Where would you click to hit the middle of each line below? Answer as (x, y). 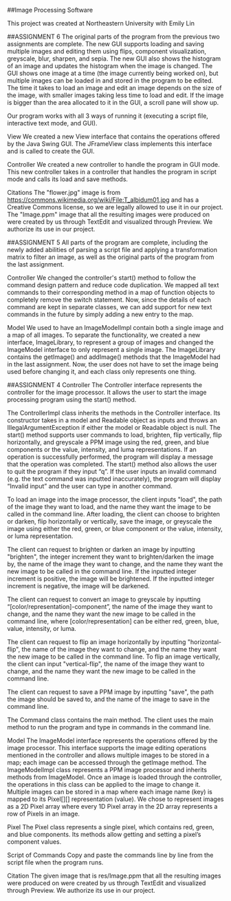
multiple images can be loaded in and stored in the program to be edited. (110, 81)
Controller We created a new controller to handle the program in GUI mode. (113, 164)
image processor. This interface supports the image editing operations (107, 748)
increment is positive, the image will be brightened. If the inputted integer (111, 579)
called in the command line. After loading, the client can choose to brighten (113, 514)
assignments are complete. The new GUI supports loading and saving (106, 44)
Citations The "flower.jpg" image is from (64, 193)
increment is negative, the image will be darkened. (78, 586)
